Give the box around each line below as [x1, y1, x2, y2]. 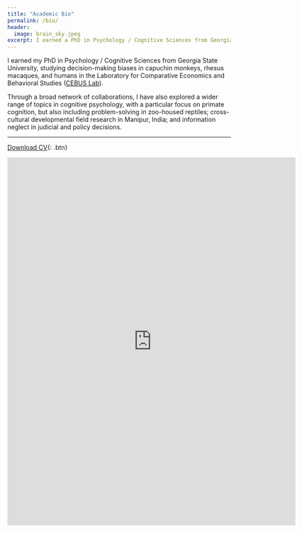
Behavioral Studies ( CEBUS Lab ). [7, 79, 104, 87]
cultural [7, 115, 30, 124]
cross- [210, 108, 230, 116]
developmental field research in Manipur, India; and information [30, 115, 216, 124]
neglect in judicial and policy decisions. [7, 123, 122, 131]
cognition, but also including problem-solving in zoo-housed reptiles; [7, 108, 209, 116]
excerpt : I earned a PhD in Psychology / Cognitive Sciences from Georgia [7, 37, 233, 44]
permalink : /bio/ [7, 17, 59, 24]
